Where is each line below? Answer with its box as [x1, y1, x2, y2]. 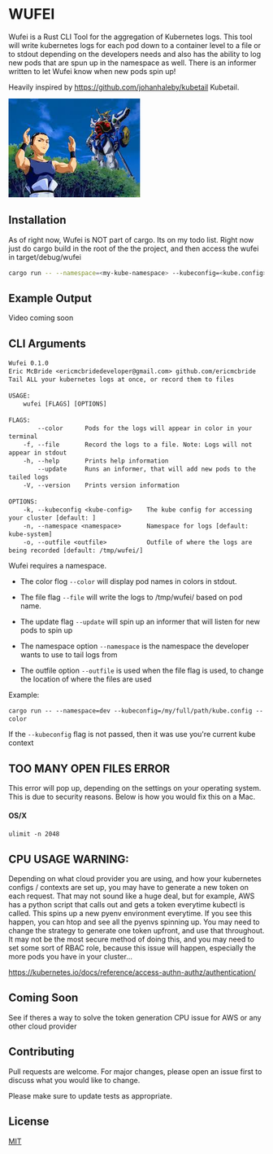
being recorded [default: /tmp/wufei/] [8, 546, 144, 555]
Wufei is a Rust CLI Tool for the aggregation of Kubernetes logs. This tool [8, 32, 253, 42]
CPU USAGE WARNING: [8, 852, 130, 866]
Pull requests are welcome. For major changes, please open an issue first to [8, 1066, 262, 1076]
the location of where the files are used [19, 674, 152, 684]
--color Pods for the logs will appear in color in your [37, 424, 253, 432]
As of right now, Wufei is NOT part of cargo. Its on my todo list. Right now [8, 235, 254, 244]
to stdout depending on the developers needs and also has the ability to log [8, 49, 262, 59]
